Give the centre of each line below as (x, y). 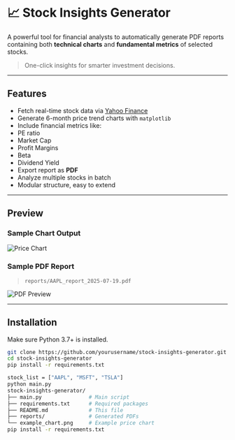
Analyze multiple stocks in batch (64, 177)
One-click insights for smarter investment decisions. (100, 65)
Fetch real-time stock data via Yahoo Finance (83, 110)
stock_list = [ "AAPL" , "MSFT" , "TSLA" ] (65, 378)
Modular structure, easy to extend (66, 184)
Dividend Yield (38, 162)
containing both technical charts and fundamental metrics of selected (110, 44)
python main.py (29, 384)
